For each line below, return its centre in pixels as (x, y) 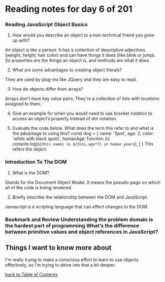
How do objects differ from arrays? (48, 89)
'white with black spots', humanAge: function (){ (61, 139)
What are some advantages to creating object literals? (67, 70)
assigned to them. (23, 104)
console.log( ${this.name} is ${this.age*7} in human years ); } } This (83, 144)
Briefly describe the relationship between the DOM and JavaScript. (80, 197)
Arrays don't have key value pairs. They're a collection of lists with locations (82, 99)
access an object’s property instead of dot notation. (65, 119)
